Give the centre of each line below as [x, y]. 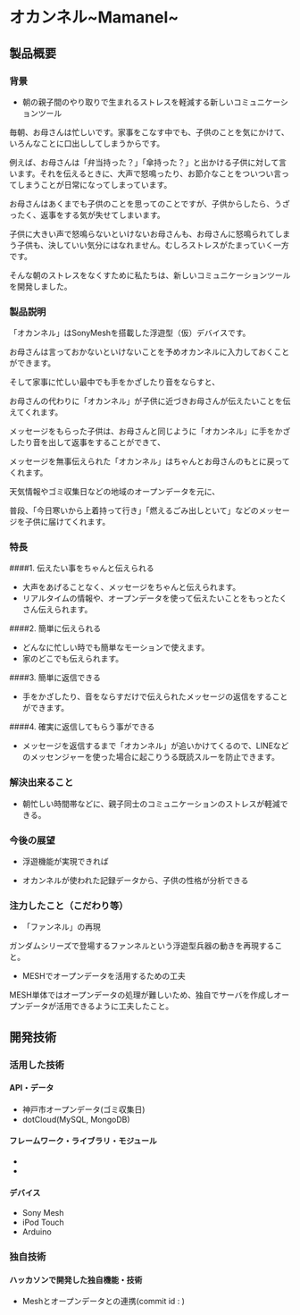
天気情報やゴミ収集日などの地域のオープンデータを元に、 [115, 492]
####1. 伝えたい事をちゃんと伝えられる [82, 569]
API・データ [32, 1088]
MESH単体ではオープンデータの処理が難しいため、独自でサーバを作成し [142, 995]
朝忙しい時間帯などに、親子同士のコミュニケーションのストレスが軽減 [151, 804]
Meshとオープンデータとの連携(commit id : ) [104, 1302]
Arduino [37, 1232]
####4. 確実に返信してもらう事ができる [82, 727]
